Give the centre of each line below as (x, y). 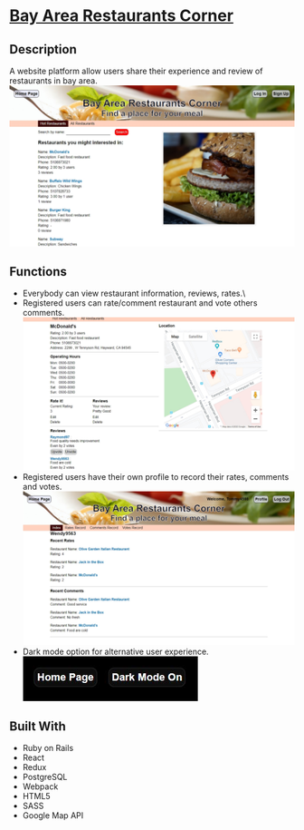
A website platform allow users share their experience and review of (136, 71)
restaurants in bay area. (53, 81)
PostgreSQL (45, 777)
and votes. (42, 487)
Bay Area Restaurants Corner (121, 16)
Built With (38, 726)
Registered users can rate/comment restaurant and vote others (140, 303)
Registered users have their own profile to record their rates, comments (156, 477)
